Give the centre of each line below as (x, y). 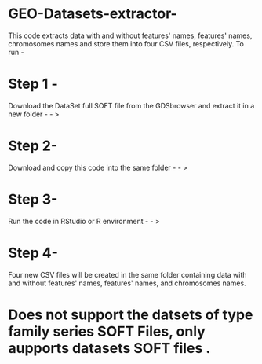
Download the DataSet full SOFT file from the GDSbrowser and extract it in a (131, 105)
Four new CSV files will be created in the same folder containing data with (127, 274)
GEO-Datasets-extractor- (93, 14)
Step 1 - (33, 84)
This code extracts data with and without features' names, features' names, (130, 35)
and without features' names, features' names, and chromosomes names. (127, 283)
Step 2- (33, 146)
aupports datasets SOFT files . (109, 348)
